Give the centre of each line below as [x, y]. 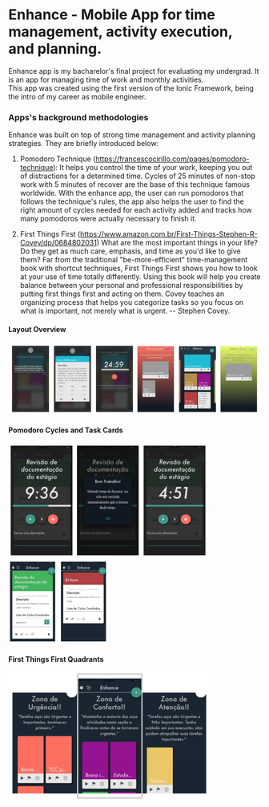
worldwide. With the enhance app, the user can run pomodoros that [132, 193]
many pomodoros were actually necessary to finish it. [108, 219]
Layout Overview [37, 329]
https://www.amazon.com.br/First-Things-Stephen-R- [169, 234]
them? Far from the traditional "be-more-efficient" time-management [134, 260]
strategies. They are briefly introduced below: [84, 144]
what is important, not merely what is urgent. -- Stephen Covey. [125, 311]
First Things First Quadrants [56, 659]
